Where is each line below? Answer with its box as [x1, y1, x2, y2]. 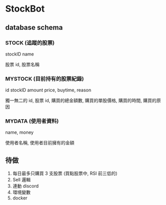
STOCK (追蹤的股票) [5, 39, 55, 46]
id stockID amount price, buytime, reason [5, 87, 92, 93]
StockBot [5, 3, 45, 15]
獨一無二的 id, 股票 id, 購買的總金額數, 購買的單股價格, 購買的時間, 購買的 [5, 97, 157, 104]
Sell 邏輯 [12, 177, 31, 183]
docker [12, 195, 28, 201]
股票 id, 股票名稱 [5, 61, 39, 67]
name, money [5, 129, 34, 135]
